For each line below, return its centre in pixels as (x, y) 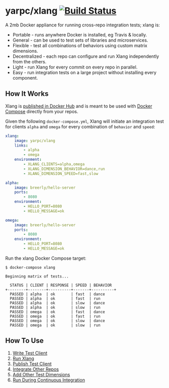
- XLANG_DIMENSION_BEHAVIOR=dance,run (64, 169)
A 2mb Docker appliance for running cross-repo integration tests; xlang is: (83, 25)
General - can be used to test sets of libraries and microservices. (80, 40)
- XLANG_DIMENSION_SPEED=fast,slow (61, 173)
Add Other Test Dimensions (41, 374)
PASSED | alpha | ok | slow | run (55, 307)
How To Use (25, 341)
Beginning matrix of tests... (37, 276)
